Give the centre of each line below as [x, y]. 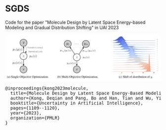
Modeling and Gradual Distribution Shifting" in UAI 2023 [62, 27]
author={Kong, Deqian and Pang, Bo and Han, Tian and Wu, [82, 98]
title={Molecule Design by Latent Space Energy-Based [77, 93]
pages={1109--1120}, [35, 108]
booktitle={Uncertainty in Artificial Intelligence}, [77, 103]
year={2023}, [26, 113]
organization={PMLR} [35, 118]
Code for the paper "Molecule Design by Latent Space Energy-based [75, 22]
